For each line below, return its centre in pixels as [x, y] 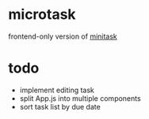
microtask [42, 15]
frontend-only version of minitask [63, 36]
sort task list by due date [60, 106]
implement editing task [57, 90]
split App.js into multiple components [80, 98]
